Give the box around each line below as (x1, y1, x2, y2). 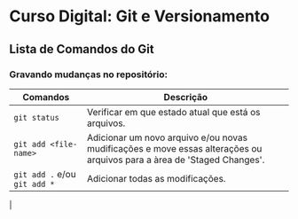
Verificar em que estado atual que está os (87, 106, 261, 118)
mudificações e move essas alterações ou (87, 142, 263, 154)
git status (13, 113, 59, 122)
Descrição (163, 90, 208, 103)
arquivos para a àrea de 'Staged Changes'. (87, 153, 265, 166)
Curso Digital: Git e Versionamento (9, 6, 271, 27)
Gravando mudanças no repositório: (9, 68, 169, 81)
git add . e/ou (13, 168, 77, 180)
